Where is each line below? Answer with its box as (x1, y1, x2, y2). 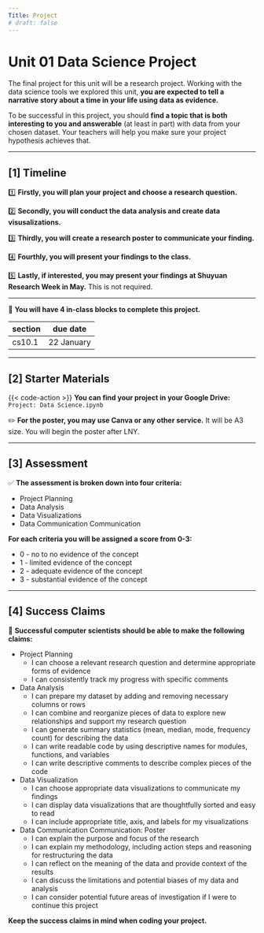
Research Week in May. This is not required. (8, 282, 153, 292)
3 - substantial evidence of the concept (19, 574, 148, 584)
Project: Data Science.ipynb (8, 401, 104, 410)
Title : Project (8, 11, 58, 20)
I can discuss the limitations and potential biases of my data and (31, 875, 240, 885)
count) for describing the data (31, 733, 129, 742)
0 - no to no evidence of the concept (19, 549, 139, 559)
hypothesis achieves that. (8, 136, 91, 146)
